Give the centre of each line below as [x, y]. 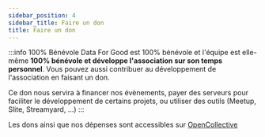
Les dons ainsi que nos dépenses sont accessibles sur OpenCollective [123, 125]
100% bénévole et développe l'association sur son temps [127, 61]
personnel [25, 69]
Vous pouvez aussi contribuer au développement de [131, 69]
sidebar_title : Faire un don [56, 23]
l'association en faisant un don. [59, 78]
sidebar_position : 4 [42, 15]
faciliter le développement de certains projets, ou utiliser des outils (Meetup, [132, 101]
